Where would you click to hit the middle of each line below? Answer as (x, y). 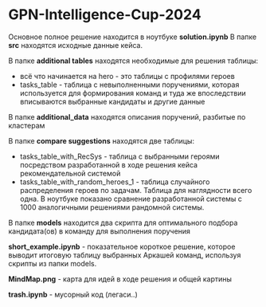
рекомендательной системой (70, 173)
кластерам (27, 125)
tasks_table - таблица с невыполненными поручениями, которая (129, 85)
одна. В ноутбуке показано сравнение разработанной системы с (131, 199)
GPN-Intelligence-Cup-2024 (105, 15)
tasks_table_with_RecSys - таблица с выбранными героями (120, 156)
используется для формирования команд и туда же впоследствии (133, 92)
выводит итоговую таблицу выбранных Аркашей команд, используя (125, 255)
